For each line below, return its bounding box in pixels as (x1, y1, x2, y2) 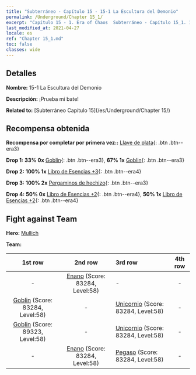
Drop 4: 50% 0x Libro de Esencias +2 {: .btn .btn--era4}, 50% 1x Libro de (6, 191, 183, 198)
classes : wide (6, 47, 41, 53)
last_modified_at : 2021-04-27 (6, 25, 80, 31)
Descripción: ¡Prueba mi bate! (6, 95, 79, 103)
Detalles (6, 69, 37, 79)
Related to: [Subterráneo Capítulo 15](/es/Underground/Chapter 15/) (6, 107, 170, 114)
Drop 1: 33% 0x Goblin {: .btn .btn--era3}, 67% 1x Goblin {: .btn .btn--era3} (6, 156, 185, 164)
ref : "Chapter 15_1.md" (6, 36, 64, 42)
